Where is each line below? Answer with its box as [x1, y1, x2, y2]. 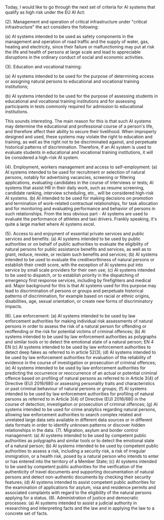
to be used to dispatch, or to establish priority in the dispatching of [5, 272, 139, 278]
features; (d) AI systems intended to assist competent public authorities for [5, 479, 156, 485]
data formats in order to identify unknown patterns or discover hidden [5, 422, 145, 428]
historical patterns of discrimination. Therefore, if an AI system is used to [5, 144, 152, 150]
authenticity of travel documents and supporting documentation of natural [5, 469, 154, 475]
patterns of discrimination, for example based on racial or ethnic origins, [5, 293, 150, 299]
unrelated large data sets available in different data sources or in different [5, 417, 153, 423]
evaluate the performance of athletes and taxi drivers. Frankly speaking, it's [5, 216, 157, 222]
